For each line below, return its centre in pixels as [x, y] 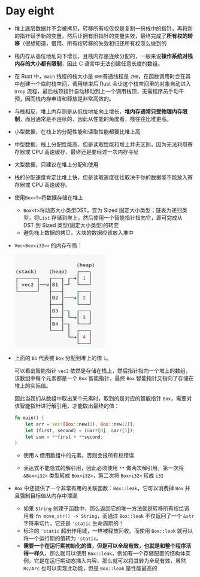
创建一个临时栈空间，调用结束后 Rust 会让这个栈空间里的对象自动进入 [105, 83]
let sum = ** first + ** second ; [64, 437]
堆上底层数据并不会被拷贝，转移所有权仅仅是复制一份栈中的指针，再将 [101, 28]
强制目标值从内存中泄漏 [49, 496]
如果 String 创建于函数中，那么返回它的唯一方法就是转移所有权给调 [106, 508]
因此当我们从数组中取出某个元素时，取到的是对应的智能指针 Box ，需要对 [103, 398]
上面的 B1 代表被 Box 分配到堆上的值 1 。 [63, 358]
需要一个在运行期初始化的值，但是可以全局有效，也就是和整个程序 [104, 546]
